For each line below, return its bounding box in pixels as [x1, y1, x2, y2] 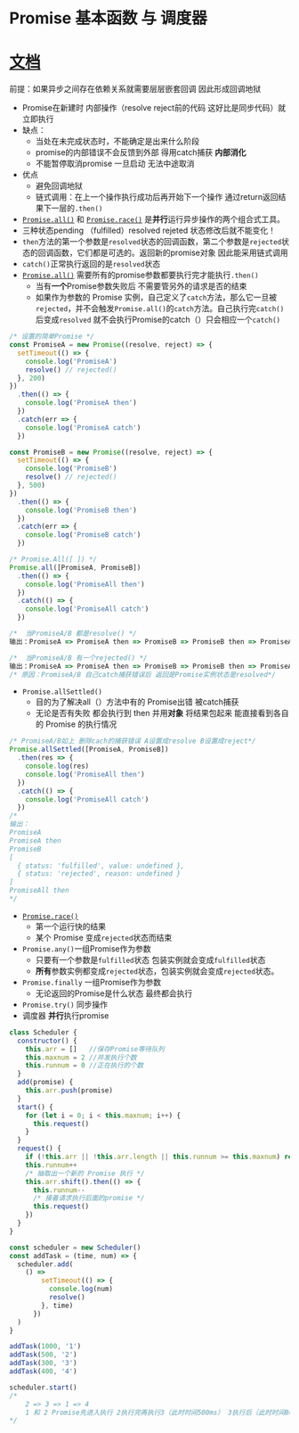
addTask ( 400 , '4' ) [9, 1367, 77, 1376]
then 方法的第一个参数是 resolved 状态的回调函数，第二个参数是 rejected [21, 236, 282, 247]
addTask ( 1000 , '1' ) [9, 1342, 82, 1351]
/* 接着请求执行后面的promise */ [32, 1194, 145, 1203]
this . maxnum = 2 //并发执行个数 [25, 1053, 137, 1062]
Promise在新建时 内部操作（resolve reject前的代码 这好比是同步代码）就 [21, 103, 287, 113]
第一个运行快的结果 [35, 920, 107, 932]
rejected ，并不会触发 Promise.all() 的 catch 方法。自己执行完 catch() [35, 303, 285, 314]
